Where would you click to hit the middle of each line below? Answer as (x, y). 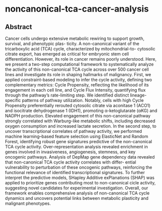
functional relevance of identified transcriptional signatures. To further (75, 172)
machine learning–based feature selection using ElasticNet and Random (77, 136)
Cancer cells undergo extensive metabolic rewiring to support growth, (75, 38)
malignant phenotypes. (28, 203)
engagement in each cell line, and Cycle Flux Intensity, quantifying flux (75, 90)
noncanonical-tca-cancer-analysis (77, 9)
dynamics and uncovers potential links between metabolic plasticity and (77, 198)
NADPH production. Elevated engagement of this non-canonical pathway (78, 116)
